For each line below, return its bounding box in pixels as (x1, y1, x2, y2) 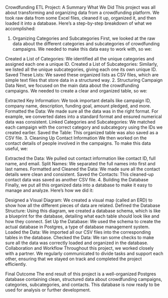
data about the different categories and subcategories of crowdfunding (12, 41, 160, 47)
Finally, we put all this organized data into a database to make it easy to (5, 182, 153, 188)
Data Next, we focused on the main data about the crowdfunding (5, 82, 139, 88)
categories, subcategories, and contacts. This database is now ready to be (5, 281, 160, 287)
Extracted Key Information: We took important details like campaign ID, (5, 97, 151, 104)
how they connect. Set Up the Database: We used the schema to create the (5, 219, 161, 224)
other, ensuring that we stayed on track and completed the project (5, 256, 142, 262)
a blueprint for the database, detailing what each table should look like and (5, 213, 159, 219)
